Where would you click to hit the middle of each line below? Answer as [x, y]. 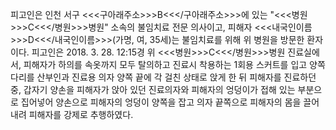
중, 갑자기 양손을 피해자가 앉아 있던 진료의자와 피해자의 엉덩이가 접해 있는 [153, 89]
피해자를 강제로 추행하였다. [81, 114]
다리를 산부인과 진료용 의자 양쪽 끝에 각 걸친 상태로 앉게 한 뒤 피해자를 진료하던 [163, 77]
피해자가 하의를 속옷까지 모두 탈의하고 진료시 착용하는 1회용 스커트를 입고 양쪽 [174, 64]
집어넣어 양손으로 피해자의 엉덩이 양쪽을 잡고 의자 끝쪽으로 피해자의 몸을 [161, 102]
